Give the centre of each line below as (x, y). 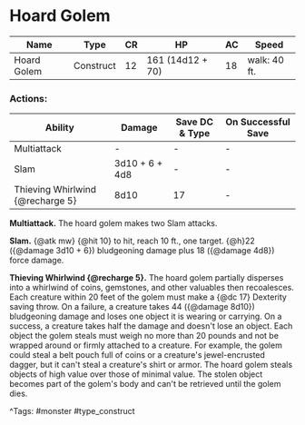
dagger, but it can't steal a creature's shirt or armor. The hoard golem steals (151, 365)
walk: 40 (266, 60)
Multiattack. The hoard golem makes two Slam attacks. (113, 223)
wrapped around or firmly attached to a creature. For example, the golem (146, 345)
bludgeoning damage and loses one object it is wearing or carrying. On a (146, 316)
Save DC (194, 122)
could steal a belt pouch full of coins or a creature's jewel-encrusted (138, 355)
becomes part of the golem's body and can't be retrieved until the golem (145, 384)
